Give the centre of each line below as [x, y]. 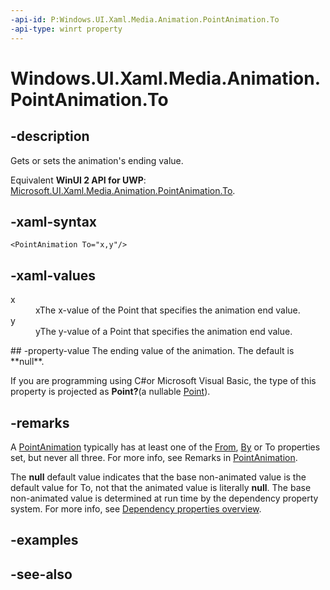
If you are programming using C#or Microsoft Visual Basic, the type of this [163, 381]
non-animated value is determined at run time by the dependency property [164, 498]
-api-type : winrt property [66, 29]
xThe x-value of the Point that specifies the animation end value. [168, 310]
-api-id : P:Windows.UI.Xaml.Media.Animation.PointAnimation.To [145, 19]
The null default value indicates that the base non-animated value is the [158, 477]
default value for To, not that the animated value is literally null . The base [161, 487]
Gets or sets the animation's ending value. [97, 160]
